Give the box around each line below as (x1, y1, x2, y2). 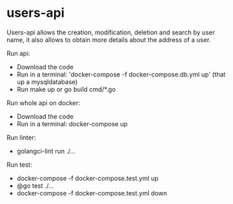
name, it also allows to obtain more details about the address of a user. (6, 35, 211, 43)
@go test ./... (16, 181, 54, 190)
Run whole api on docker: (6, 98, 81, 107)
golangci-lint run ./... (16, 147, 76, 155)
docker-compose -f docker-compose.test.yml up (16, 174, 159, 182)
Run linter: (6, 133, 36, 142)
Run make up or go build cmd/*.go (16, 85, 116, 93)
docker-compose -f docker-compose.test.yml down (16, 189, 168, 197)
